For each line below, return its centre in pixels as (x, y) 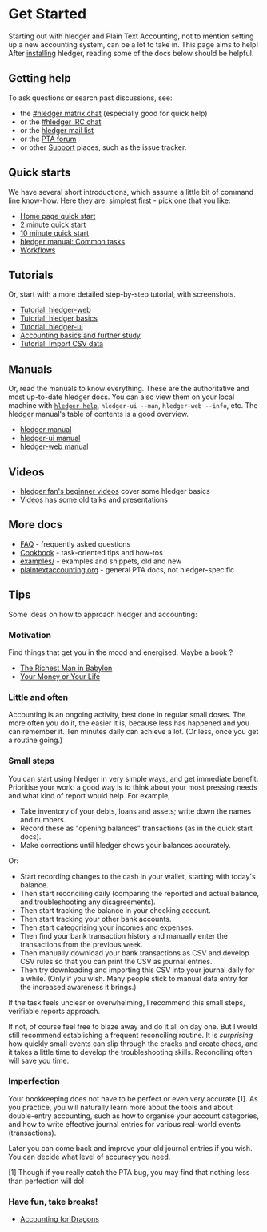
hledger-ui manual (50, 438)
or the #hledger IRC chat (60, 122)
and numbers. (43, 819)
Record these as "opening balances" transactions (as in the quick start (136, 828)
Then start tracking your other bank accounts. (96, 919)
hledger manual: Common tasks (72, 241)
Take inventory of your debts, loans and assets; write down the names (135, 811)
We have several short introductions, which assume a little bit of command (131, 192)
